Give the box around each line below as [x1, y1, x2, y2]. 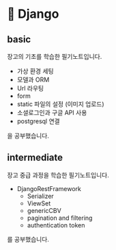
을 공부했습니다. [7, 132, 50, 140]
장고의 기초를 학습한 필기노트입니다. [7, 53, 102, 60]
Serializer [27, 192, 55, 200]
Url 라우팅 [16, 84, 44, 92]
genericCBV [27, 206, 61, 214]
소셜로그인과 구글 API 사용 [16, 109, 87, 116]
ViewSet [27, 199, 51, 208]
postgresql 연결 [16, 117, 60, 125]
